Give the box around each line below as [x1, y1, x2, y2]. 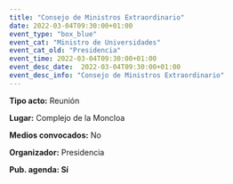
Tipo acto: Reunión [9, 95, 80, 106]
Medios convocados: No [9, 130, 102, 140]
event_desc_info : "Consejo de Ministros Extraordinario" [9, 71, 225, 80]
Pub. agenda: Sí [9, 164, 69, 174]
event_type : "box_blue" [9, 29, 98, 38]
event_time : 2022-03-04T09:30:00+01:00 [9, 54, 157, 63]
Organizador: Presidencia [9, 147, 105, 157]
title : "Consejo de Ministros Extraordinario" [9, 12, 185, 22]
